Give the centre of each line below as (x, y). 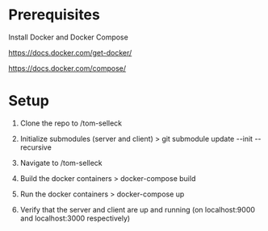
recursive (36, 147)
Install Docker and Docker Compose (69, 37)
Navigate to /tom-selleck (61, 163)
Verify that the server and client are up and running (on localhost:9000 (138, 209)
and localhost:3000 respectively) (75, 218)
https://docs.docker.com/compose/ (67, 68)
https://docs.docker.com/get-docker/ (70, 52)
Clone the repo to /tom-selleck (71, 123)
